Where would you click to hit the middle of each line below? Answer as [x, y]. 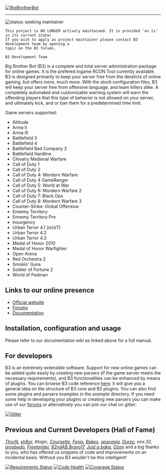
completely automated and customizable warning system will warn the [77, 92]
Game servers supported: [31, 112]
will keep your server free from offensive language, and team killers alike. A [82, 87]
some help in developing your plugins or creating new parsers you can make [83, 399]
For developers [29, 356]
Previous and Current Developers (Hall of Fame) [80, 430]
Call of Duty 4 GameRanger [40, 180]
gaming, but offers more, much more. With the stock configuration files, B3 [82, 82]
